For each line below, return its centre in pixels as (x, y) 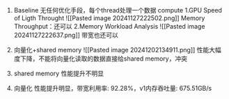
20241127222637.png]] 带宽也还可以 (66, 35)
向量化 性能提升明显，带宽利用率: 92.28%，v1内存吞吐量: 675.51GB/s (113, 88)
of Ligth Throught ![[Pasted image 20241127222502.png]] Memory (109, 18)
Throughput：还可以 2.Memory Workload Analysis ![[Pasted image (109, 26)
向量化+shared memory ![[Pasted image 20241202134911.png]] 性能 (111, 50)
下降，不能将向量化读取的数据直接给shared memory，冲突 (104, 59)
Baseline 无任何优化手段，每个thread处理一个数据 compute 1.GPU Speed (118, 10)
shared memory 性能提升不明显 (59, 73)
